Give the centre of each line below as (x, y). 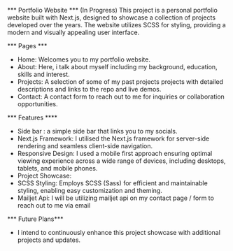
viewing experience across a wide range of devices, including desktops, (121, 161)
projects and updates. (49, 240)
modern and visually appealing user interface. (73, 32)
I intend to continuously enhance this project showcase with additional (119, 232)
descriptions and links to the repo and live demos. (89, 89)
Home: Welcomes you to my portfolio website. (84, 59)
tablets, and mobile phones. (57, 168)
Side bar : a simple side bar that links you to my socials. (97, 131)
